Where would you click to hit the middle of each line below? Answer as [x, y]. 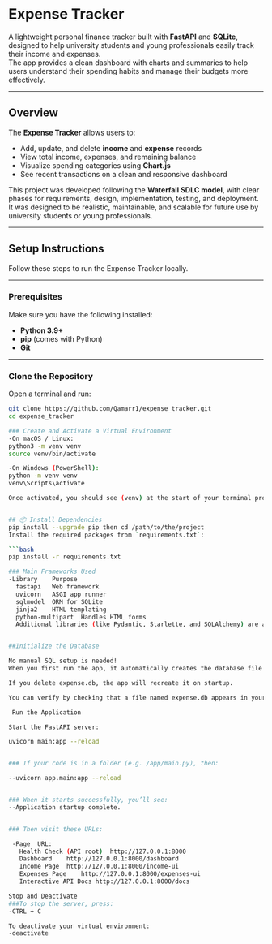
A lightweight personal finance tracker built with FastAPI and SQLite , [123, 37]
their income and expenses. [55, 54]
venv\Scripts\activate [47, 484]
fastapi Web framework [57, 587]
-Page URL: [32, 844]
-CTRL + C [25, 911]
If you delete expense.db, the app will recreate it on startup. [121, 683]
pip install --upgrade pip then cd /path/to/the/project [106, 527]
